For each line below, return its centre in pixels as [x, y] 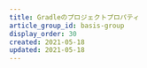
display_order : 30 [43, 34]
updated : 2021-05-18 [47, 50]
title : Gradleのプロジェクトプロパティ [74, 17]
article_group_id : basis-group [67, 26]
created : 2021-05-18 [47, 42]
